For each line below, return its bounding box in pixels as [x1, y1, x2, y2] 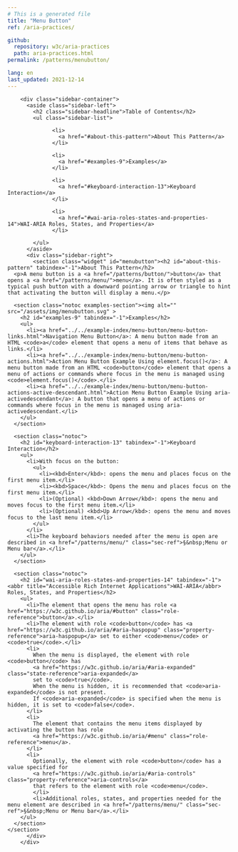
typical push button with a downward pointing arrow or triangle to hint [7, 283, 232, 290]
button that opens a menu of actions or [83, 395, 205, 402]
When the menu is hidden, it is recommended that [33, 682, 183, 689]
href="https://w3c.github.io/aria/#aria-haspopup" [7, 626, 161, 634]
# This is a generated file [7, 10, 91, 18]
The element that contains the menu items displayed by [33, 720, 202, 727]
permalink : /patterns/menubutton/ [7, 56, 110, 64]
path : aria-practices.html [14, 50, 94, 57]
